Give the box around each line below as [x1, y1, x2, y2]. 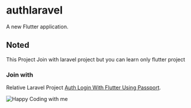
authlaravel [6, 4, 63, 17]
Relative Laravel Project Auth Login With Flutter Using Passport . [6, 84, 161, 91]
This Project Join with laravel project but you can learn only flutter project [6, 55, 185, 63]
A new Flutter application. [6, 23, 69, 30]
